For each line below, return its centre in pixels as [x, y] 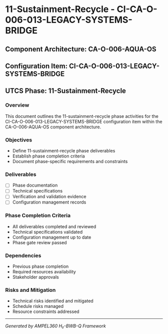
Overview [17, 105]
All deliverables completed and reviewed [54, 226]
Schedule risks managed [38, 306]
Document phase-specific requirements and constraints [70, 161]
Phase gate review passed [39, 242]
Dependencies [23, 255]
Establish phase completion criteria [48, 156]
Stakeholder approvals [35, 277]
